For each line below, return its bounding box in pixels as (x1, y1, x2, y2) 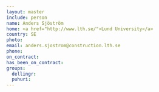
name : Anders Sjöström (6, 20, 64, 26)
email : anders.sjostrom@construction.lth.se (6, 43, 121, 49)
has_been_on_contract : (6, 59, 64, 65)
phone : (6, 48, 23, 54)
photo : (6, 37, 23, 43)
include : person (6, 15, 47, 21)
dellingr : (12, 71, 36, 77)
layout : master (6, 8, 45, 15)
